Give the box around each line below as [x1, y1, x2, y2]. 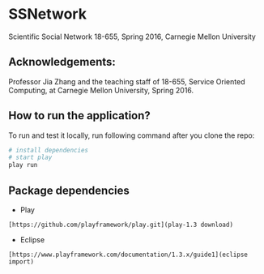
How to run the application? [8, 109, 151, 122]
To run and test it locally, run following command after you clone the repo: [8, 131, 255, 140]
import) [8, 258, 35, 266]
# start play [8, 153, 53, 162]
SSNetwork [8, 5, 87, 24]
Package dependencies [8, 183, 130, 197]
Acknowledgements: [8, 55, 116, 69]
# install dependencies [8, 146, 89, 154]
